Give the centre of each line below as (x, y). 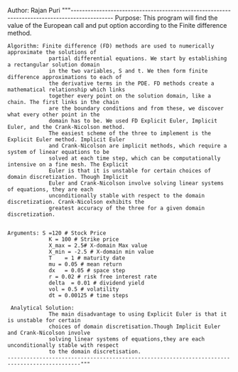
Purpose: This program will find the (166, 18)
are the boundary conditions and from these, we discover (136, 108)
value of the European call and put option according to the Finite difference (117, 25)
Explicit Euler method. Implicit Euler (66, 140)
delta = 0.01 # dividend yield (96, 283)
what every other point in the (54, 115)
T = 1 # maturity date (87, 258)
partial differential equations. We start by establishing (138, 58)
